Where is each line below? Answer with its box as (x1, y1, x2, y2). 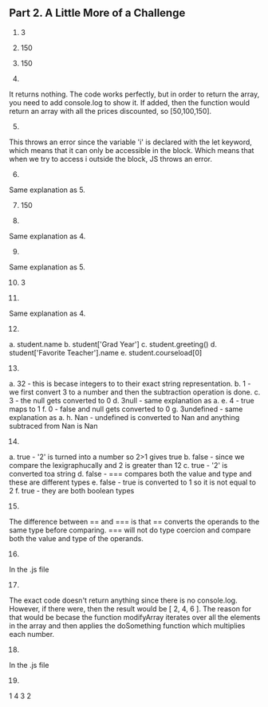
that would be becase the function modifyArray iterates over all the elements (9, 612, 261, 622)
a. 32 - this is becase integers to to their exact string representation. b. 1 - (9, 379, 251, 388)
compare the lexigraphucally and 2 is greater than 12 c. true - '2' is (9, 460, 228, 469)
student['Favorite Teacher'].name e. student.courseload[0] (9, 348, 203, 357)
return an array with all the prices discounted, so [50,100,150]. (9, 106, 212, 116)
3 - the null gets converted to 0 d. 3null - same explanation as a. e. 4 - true (9, 395, 254, 405)
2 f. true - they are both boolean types (9, 485, 135, 495)
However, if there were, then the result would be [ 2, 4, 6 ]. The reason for (9, 603, 252, 613)
